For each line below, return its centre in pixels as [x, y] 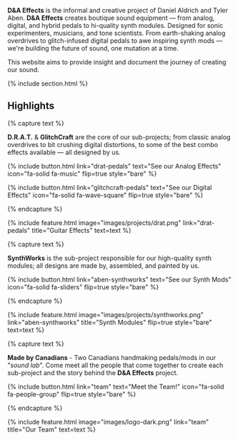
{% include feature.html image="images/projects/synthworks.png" [105, 314]
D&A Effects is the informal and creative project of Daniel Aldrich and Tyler [118, 10]
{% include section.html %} [48, 84]
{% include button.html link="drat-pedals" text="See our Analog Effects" [114, 166]
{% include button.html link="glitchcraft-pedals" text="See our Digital [110, 187]
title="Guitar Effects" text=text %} [81, 230]
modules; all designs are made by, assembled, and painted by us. [104, 265]
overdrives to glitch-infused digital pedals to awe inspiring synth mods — [115, 41]
